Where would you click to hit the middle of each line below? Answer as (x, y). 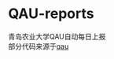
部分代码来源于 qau (39, 46)
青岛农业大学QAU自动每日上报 (57, 36)
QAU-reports (51, 14)
